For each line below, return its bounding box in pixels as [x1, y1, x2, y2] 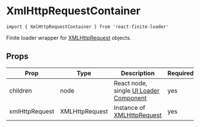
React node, [114, 79, 148, 87]
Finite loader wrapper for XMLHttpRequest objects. [6, 34, 132, 41]
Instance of [114, 103, 146, 112]
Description [121, 69, 155, 77]
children [9, 86, 32, 94]
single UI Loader [114, 86, 160, 94]
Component [114, 94, 147, 102]
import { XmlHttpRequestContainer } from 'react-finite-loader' [6, 24, 169, 30]
